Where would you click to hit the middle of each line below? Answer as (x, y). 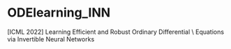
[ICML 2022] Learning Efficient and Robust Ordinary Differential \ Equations (116, 32)
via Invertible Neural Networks (51, 39)
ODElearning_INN (59, 13)
